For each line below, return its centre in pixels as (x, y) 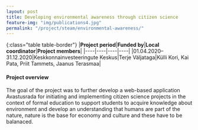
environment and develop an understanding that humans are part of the (93, 109)
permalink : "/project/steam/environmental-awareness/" (75, 28)
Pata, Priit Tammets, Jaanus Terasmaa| (54, 64)
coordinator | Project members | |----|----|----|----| (68, 51)
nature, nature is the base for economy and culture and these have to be (94, 115)
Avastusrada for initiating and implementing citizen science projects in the (96, 97)
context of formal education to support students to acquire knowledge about (99, 103)
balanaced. (20, 122)
